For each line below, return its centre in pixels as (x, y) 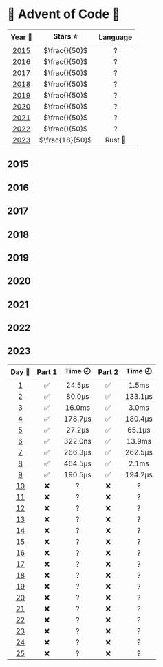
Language (116, 37)
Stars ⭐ (66, 36)
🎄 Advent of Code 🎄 (64, 14)
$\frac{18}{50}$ (66, 140)
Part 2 (108, 372)
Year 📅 (22, 37)
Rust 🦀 (115, 140)
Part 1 (47, 372)
